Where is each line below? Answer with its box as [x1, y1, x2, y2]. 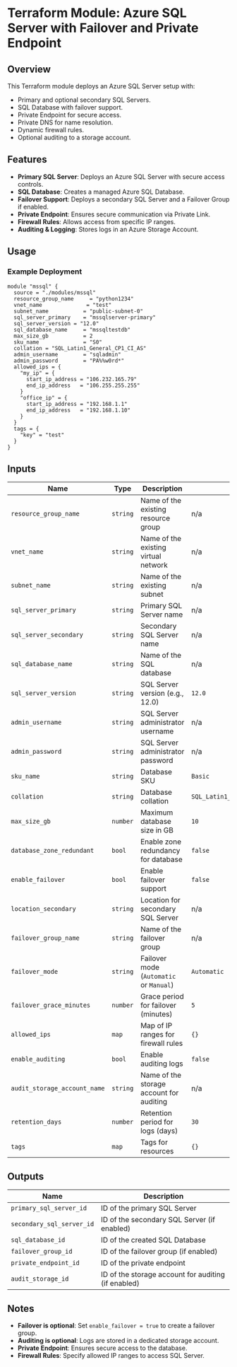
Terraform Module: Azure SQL [7, 5, 187, 21]
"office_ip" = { [20, 394, 68, 401]
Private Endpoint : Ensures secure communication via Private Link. [17, 210, 211, 219]
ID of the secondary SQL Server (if [101, 1215, 215, 1225]
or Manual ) [140, 980, 174, 990]
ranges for [140, 1030, 175, 1040]
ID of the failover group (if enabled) [101, 1247, 218, 1257]
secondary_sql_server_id [11, 1220, 95, 1228]
